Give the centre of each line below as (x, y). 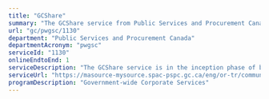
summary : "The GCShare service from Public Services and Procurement (127, 23)
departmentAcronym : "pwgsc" (55, 46)
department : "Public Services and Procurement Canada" (102, 38)
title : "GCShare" (37, 16)
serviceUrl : (28, 75)
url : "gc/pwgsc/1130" (44, 30)
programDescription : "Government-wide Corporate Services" (109, 82)
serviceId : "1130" (39, 53)
